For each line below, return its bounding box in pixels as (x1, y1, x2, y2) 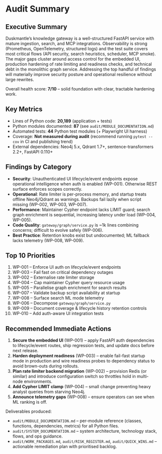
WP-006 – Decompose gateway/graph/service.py (12, 300, 111, 306)
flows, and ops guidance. (12, 433, 63, 439)
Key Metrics (5, 105, 43, 113)
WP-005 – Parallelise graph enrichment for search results (12, 285, 127, 291)
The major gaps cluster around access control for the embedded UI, (5, 56, 141, 61)
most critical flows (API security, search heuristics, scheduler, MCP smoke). (5, 51, 156, 57)
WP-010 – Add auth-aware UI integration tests (12, 311, 104, 317)
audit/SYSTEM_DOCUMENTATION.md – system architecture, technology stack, (12, 428, 157, 434)
